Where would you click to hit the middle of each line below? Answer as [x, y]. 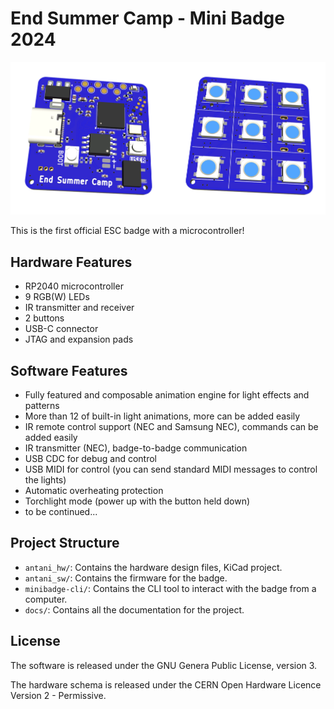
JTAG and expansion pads [79, 339]
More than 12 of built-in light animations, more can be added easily [162, 416]
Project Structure [65, 543]
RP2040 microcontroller [74, 286]
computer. [46, 599]
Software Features [69, 370]
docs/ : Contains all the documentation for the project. [134, 609]
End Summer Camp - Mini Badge [147, 18]
